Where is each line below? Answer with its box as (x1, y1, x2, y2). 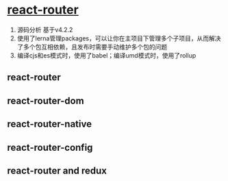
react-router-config (7, 141, 93, 153)
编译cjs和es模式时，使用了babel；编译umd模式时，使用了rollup (16, 51, 197, 60)
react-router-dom (7, 95, 84, 106)
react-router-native (7, 119, 92, 130)
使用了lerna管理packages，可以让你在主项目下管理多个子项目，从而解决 (16, 34, 221, 43)
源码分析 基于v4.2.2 (16, 25, 73, 34)
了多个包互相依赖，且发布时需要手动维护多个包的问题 (16, 43, 168, 51)
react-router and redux (7, 165, 107, 176)
